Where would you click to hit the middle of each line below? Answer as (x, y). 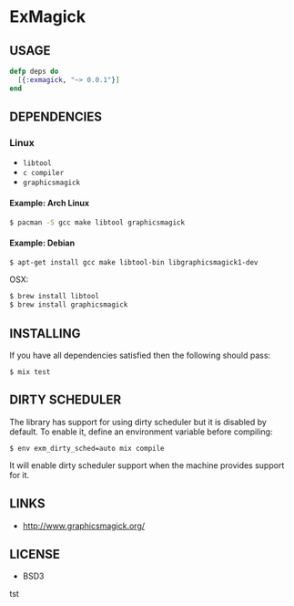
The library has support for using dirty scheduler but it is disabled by (138, 422)
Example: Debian (42, 243)
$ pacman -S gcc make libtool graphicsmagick (97, 222)
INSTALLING (45, 334)
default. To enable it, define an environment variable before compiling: (141, 432)
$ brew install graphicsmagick (69, 305)
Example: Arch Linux (49, 203)
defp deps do (34, 71)
